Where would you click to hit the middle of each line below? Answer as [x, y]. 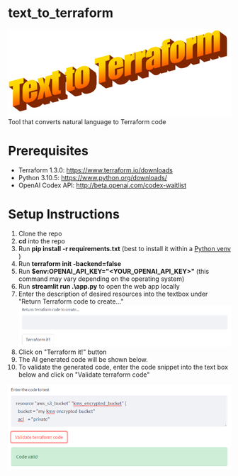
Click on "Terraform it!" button [62, 352]
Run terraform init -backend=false [70, 264]
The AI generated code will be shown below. [83, 360]
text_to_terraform [61, 13]
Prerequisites [49, 151]
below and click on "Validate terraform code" [84, 375]
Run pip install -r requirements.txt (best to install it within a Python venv [124, 249]
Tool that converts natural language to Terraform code [87, 122]
